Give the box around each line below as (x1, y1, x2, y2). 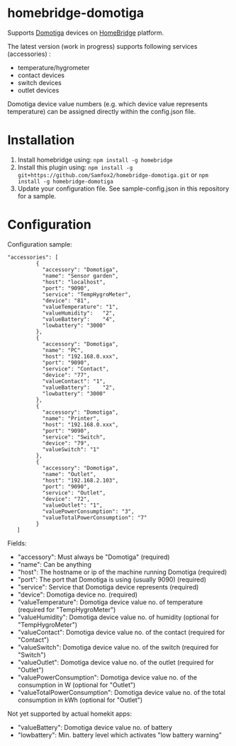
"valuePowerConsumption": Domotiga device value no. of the (17, 673, 197, 682)
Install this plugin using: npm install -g (17, 163, 133, 171)
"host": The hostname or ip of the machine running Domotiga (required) (17, 567, 227, 576)
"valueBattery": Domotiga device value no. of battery (17, 723, 172, 731)
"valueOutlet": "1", (42, 502, 103, 509)
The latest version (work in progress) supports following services (7, 42, 198, 50)
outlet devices (17, 86, 60, 94)
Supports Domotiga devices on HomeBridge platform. (7, 28, 164, 37)
